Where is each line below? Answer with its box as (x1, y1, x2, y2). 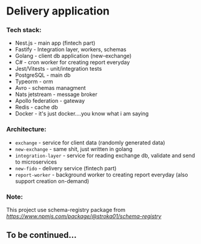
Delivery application (6, 4, 110, 18)
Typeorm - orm (15, 78, 53, 85)
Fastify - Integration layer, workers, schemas (15, 46, 127, 53)
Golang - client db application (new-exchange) (15, 53, 132, 60)
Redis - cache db (15, 104, 58, 111)
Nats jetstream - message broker (15, 91, 98, 98)
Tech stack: (6, 26, 42, 34)
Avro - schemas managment (15, 85, 86, 92)
